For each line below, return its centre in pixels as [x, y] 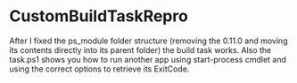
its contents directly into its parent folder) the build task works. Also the [140, 49]
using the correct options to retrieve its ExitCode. [99, 69]
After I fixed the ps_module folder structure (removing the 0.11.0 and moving [148, 41]
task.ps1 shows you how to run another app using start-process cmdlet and [148, 59]
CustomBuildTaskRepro [99, 16]
